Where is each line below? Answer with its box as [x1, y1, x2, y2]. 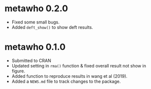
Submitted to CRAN [11, 57, 51, 64]
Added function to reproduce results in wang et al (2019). [11, 73, 128, 79]
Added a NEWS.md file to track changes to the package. [11, 78, 121, 84]
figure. [11, 68, 25, 74]
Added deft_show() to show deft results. [11, 24, 94, 30]
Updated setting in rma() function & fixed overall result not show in [11, 63, 147, 68]
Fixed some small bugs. [11, 19, 60, 25]
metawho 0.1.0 [4, 42, 66, 53]
